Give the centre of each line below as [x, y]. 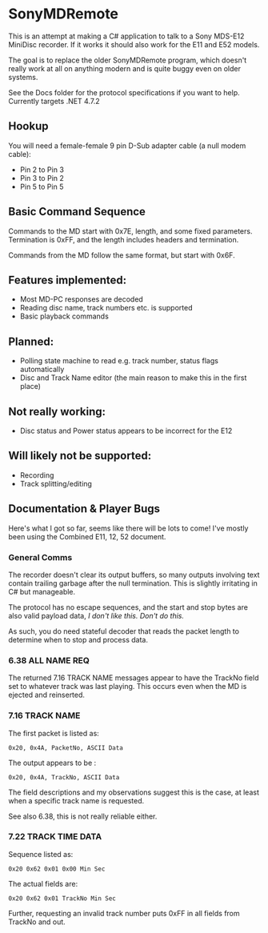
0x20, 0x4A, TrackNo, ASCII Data [64, 777]
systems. [23, 77]
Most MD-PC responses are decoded [82, 299]
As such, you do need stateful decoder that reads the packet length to [124, 631]
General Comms [40, 557]
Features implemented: [67, 280]
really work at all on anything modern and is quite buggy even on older [125, 68]
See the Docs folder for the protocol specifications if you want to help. [124, 92]
